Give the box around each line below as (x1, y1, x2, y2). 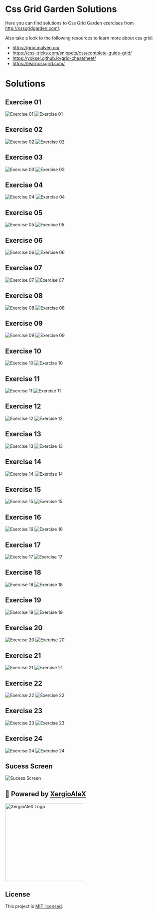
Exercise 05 (5, 208, 43, 217)
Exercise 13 (5, 430, 41, 438)
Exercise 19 (5, 596, 41, 604)
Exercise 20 (5, 623, 43, 632)
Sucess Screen (5, 762, 53, 771)
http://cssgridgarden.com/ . (5, 25, 61, 31)
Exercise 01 (5, 98, 41, 106)
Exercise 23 (5, 707, 43, 715)
